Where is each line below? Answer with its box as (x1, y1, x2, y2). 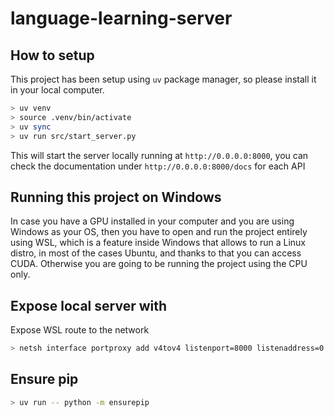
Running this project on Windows (10, 188, 222, 206)
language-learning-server (10, 7, 233, 30)
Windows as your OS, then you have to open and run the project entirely (10, 226, 308, 238)
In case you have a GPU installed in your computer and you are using (10, 215, 295, 227)
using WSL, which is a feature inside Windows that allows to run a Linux (10, 237, 307, 249)
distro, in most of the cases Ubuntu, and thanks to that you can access (10, 247, 302, 259)
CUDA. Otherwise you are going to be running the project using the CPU (10, 258, 308, 270)
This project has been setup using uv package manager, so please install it (10, 73, 317, 85)
